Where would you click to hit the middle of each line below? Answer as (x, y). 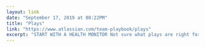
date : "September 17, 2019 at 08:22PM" (57, 18)
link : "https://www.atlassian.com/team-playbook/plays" (79, 29)
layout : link (23, 12)
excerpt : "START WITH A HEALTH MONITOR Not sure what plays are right (98, 35)
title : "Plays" (26, 23)
